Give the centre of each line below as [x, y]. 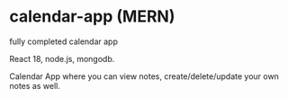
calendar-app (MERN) [92, 17]
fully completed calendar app [64, 41]
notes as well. [35, 85]
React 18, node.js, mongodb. [62, 58]
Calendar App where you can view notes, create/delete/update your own [144, 76]
